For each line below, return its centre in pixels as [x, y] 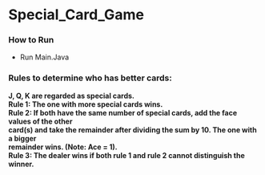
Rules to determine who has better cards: [90, 78]
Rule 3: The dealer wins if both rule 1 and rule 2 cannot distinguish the [127, 155]
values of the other [40, 121]
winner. [21, 164]
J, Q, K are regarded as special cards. [71, 96]
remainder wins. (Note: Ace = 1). [63, 147]
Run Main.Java [44, 57]
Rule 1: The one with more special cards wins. [86, 104]
